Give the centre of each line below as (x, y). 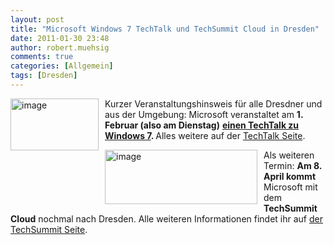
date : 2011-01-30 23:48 (60, 38)
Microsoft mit (290, 187)
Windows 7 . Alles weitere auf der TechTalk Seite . (205, 135)
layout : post (37, 19)
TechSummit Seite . (49, 229)
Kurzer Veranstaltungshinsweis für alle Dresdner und (213, 103)
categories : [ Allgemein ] (62, 66)
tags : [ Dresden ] (44, 76)
